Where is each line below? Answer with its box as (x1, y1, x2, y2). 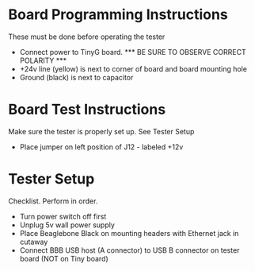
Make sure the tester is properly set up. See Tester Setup (8, 126, 195, 136)
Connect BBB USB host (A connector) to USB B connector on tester (19, 245, 240, 255)
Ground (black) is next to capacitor (19, 72, 134, 82)
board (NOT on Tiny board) (19, 254, 108, 263)
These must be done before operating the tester (8, 32, 166, 41)
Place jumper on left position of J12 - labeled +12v (19, 141, 184, 152)
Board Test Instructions (8, 101, 166, 118)
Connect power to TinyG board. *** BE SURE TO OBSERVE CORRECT (19, 47, 247, 56)
